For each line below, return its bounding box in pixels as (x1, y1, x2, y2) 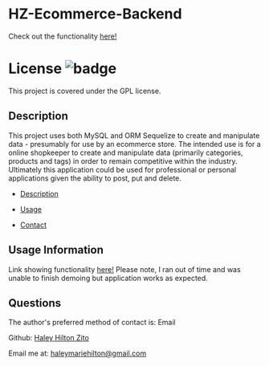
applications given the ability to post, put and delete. (8, 173, 182, 183)
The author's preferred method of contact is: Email (8, 318, 176, 327)
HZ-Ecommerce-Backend (8, 5, 182, 23)
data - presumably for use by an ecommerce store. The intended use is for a (8, 139, 261, 148)
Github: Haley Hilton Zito (8, 333, 90, 343)
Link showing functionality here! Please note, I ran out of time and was (8, 264, 241, 274)
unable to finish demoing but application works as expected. (8, 273, 209, 283)
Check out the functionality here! (8, 31, 117, 41)
